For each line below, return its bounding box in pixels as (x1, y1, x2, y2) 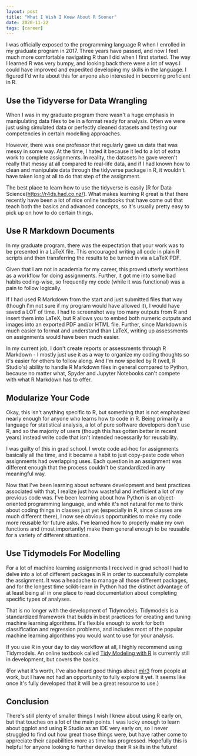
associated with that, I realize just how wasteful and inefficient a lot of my (6, 488, 184, 495)
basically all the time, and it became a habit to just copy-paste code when (6, 451, 185, 458)
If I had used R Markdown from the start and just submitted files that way (6, 295, 183, 303)
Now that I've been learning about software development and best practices (6, 481, 191, 488)
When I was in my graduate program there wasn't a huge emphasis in (6, 111, 175, 118)
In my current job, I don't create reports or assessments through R (6, 345, 166, 352)
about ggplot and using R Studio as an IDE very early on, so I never (6, 725, 168, 732)
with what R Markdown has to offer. (6, 376, 92, 383)
